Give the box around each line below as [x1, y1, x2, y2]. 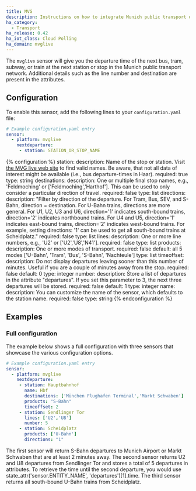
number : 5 [24, 420, 48, 426]
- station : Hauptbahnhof [19, 382, 80, 388]
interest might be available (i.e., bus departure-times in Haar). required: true [6, 171, 188, 178]
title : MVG [6, 8, 33, 15]
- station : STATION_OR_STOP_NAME [19, 147, 100, 154]
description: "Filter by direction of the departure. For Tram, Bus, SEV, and [6, 195, 182, 202]
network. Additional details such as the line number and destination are [6, 70, 177, 77]
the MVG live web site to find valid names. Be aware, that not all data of [6, 164, 177, 171]
